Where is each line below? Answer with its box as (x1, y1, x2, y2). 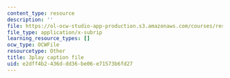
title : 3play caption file (7, 54, 84, 61)
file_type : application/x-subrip (7, 28, 103, 36)
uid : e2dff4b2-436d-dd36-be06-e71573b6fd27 (7, 60, 133, 67)
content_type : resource (7, 9, 75, 17)
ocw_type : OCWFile (7, 41, 60, 48)
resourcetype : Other (7, 48, 66, 55)
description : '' (7, 16, 53, 23)
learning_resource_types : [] (7, 35, 90, 42)
